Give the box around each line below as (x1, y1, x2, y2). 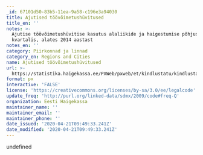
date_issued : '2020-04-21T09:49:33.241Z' (6, 121, 112, 127)
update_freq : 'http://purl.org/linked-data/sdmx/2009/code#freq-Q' (6, 93, 180, 99)
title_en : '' (6, 20, 39, 26)
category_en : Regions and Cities (6, 54, 91, 60)
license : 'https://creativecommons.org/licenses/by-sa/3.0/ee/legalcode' (6, 87, 196, 93)
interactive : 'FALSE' (6, 82, 61, 88)
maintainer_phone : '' (6, 115, 61, 121)
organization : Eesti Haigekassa (6, 98, 88, 104)
